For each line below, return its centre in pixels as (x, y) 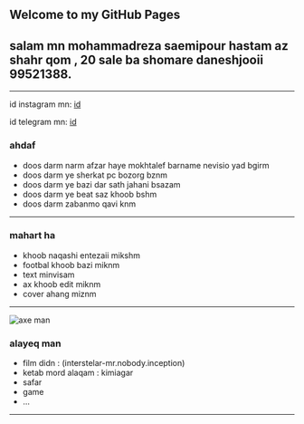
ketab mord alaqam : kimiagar (78, 373)
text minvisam (48, 275)
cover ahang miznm (59, 294)
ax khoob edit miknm (62, 284)
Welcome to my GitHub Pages (95, 15)
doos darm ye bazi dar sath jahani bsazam (101, 184)
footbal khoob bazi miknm (71, 265)
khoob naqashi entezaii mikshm (81, 255)
